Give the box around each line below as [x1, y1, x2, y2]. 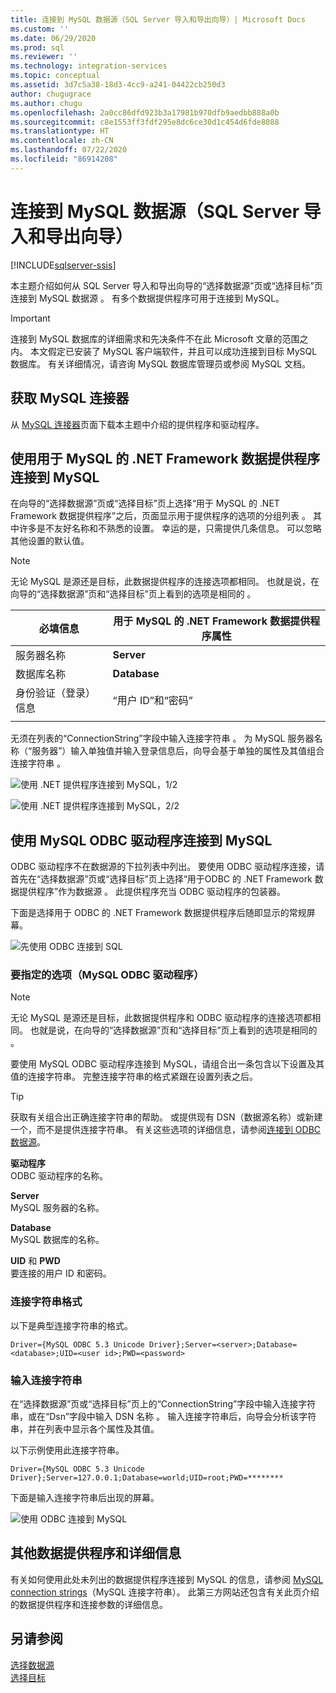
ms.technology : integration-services [10, 61, 168, 71]
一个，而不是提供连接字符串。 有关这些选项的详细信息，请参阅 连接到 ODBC [10, 1124, 322, 1136]
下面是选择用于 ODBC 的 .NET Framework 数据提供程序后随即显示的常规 [10, 907, 307, 919]
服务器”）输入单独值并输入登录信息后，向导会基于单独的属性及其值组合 [31, 745, 325, 757]
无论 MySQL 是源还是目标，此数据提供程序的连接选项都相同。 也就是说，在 [10, 576, 320, 588]
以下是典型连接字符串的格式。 [10, 1319, 133, 1331]
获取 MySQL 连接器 [10, 390, 130, 407]
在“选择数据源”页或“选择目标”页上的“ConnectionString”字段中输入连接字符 [10, 1398, 317, 1410]
